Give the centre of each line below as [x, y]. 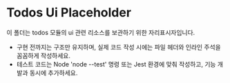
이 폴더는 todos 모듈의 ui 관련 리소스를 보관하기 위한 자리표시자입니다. [101, 32]
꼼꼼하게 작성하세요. [43, 56]
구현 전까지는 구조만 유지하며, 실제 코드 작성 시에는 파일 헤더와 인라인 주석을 [119, 47]
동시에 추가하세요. [54, 73]
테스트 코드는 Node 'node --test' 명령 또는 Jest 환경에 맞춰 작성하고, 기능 [116, 64]
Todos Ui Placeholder [69, 13]
